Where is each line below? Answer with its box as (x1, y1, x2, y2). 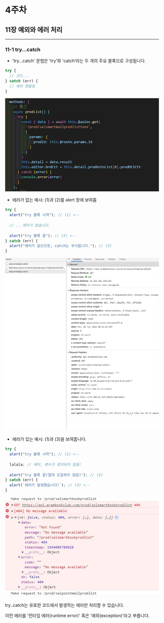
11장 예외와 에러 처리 (5, 25, 62, 34)
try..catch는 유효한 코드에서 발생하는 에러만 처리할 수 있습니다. (5, 602, 124, 608)
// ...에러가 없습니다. (9, 223, 51, 228)
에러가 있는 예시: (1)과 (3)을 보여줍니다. (12, 436, 87, 442)
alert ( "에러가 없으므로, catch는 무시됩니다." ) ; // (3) (9, 244, 112, 249)
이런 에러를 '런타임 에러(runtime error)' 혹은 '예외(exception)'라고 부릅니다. (5, 612, 150, 618)
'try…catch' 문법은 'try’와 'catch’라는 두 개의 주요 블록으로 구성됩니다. (12, 58, 146, 64)
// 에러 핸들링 (9, 84, 35, 89)
